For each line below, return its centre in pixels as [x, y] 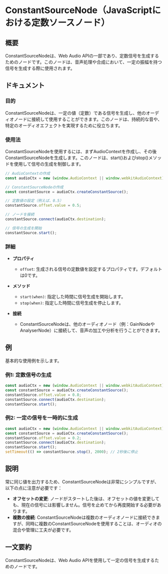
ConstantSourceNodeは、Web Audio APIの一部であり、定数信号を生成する [82, 56]
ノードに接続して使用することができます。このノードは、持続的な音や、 [88, 119]
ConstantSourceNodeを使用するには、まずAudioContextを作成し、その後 [81, 151]
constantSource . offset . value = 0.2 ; [43, 438]
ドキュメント [25, 86]
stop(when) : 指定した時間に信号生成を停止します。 [71, 303]
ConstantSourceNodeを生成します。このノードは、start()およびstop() [77, 158]
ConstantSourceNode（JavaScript [79, 10]
